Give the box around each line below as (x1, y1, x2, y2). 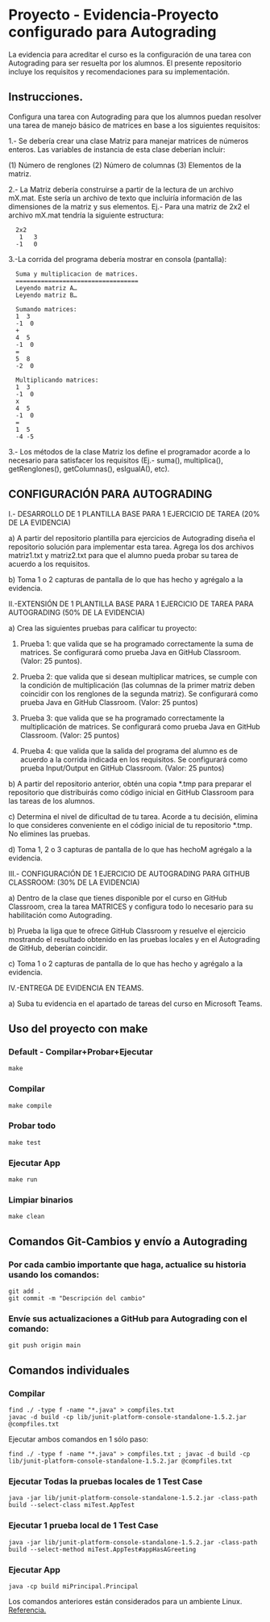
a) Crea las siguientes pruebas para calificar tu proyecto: (8, 623, 197, 632)
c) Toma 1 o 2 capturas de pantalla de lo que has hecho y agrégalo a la (8, 958, 243, 968)
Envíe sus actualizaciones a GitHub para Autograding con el (8, 1313, 247, 1324)
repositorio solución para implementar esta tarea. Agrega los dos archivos (8, 542, 255, 551)
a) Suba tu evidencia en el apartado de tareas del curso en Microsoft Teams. (8, 999, 263, 1008)
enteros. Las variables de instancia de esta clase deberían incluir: (8, 144, 226, 154)
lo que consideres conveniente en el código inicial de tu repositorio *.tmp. (8, 820, 252, 830)
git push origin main (8, 1341, 81, 1350)
